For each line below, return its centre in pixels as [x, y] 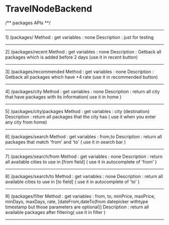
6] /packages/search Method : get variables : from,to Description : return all [84, 136]
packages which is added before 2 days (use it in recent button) [72, 57]
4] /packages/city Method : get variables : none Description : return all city [82, 91]
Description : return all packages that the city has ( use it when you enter [81, 117]
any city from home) [26, 122]
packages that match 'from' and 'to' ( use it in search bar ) [66, 142]
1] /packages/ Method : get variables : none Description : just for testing [79, 37]
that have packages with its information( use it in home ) [63, 97]
